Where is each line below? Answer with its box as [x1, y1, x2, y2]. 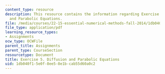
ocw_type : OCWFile [5, 39, 43, 44]
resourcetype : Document [5, 52, 54, 57]
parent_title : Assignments [5, 43, 60, 48]
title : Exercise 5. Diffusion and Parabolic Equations [5, 57, 120, 62]
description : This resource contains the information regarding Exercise [5, 12, 160, 17]
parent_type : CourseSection [5, 48, 63, 53]
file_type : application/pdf [5, 25, 63, 30]
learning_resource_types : [5, 30, 58, 35]
